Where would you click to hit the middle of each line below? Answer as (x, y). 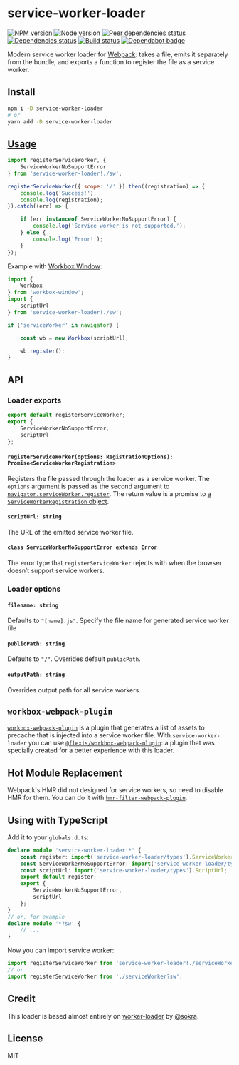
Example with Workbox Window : (55, 266)
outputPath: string (36, 675)
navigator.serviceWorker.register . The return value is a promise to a (109, 493)
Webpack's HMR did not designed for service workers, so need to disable (116, 790)
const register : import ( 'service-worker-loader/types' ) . (106, 857)
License (25, 1039)
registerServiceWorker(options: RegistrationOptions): (90, 457)
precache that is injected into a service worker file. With (89, 735)
